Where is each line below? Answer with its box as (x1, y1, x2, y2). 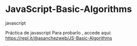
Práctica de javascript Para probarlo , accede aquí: (5, 29, 112, 35)
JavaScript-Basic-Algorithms (5, 3, 132, 15)
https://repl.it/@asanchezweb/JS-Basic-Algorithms (5, 35, 113, 41)
